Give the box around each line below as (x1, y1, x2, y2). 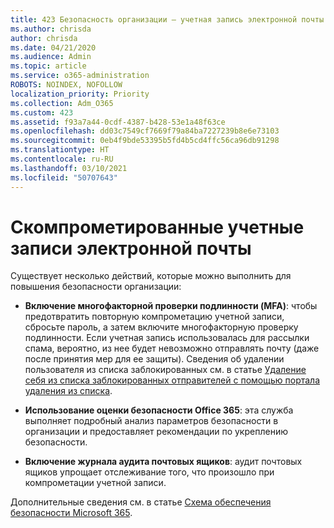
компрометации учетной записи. (24, 477, 167, 489)
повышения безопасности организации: (10, 281, 182, 293)
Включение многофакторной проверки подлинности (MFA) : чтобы (24, 300, 318, 312)
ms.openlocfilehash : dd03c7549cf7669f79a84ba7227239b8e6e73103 (10, 126, 280, 136)
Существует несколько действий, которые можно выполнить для (10, 270, 292, 282)
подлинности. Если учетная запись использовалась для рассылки (24, 332, 310, 344)
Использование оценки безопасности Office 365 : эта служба (24, 404, 294, 416)
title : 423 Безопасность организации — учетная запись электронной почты (10, 14, 325, 25)
